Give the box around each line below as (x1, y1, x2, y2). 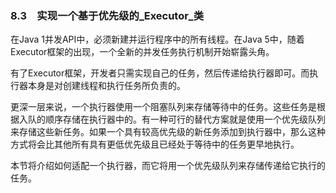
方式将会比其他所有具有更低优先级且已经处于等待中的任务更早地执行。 (10, 138, 300, 151)
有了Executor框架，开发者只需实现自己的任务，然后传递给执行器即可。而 (10, 67, 310, 79)
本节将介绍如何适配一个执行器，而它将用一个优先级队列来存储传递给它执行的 (10, 160, 326, 172)
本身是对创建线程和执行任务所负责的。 (27, 80, 186, 92)
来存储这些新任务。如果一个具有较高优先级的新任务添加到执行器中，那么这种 (10, 126, 326, 138)
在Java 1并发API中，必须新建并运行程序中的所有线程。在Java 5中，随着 (10, 33, 305, 46)
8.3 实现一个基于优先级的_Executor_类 (10, 8, 205, 22)
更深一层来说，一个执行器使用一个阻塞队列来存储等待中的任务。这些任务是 (10, 101, 317, 113)
